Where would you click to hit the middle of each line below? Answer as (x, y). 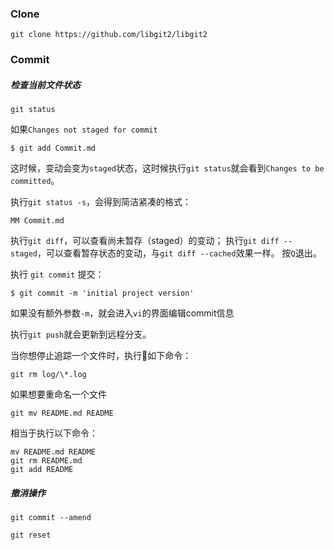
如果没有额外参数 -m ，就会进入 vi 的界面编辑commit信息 (122, 313)
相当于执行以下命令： (54, 433)
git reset (31, 535)
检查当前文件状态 (45, 84)
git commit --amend (51, 518)
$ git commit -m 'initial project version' (102, 293)
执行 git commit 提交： (57, 274)
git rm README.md (46, 461)
